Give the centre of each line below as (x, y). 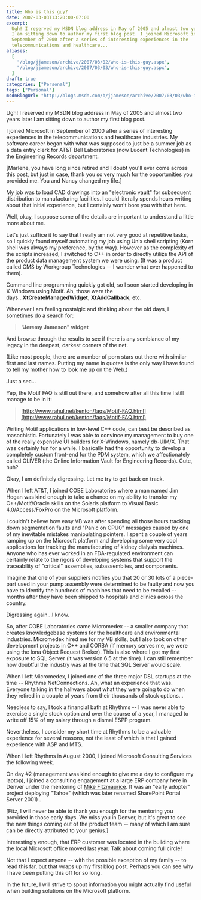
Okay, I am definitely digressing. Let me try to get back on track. (85, 479)
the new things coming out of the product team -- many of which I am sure (98, 824)
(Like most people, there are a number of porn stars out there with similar (97, 357)
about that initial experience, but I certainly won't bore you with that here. (97, 205)
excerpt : (17, 23)
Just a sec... (21, 381)
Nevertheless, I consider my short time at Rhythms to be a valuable (89, 731)
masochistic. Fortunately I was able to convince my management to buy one (100, 435)
